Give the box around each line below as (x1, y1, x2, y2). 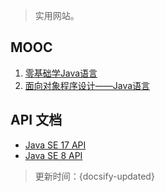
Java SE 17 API (24, 139, 87, 151)
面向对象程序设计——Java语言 (24, 79, 151, 91)
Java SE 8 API (24, 149, 83, 161)
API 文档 (10, 112, 63, 129)
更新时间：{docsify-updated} (34, 170, 155, 182)
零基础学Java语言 (24, 67, 98, 79)
